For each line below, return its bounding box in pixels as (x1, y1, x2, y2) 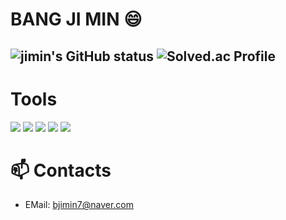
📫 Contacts (10, 159, 112, 182)
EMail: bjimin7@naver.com (24, 199, 134, 211)
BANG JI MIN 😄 (10, 8, 143, 31)
